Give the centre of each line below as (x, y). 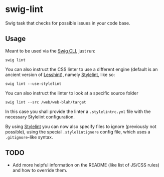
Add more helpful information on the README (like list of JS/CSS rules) (86, 165)
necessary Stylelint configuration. (40, 116)
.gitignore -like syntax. (29, 137)
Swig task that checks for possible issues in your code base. (68, 23)
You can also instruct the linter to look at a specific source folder (72, 93)
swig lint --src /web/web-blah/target (46, 102)
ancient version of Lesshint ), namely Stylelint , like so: (60, 74)
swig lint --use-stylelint (33, 83)
